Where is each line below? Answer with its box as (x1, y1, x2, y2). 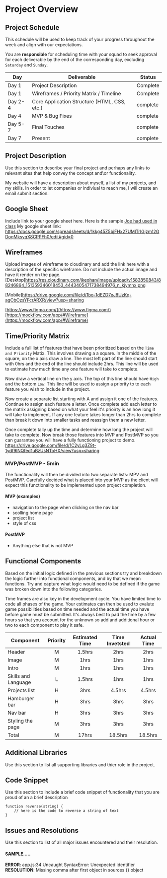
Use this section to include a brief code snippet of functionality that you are (5, 789, 160, 795)
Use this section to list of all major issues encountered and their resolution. (5, 839, 158, 845)
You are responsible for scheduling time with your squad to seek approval (5, 51, 158, 57)
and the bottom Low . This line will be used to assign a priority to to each (5, 381, 151, 387)
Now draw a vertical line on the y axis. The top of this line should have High (5, 376, 159, 382)
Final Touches (32, 124, 65, 130)
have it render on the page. (5, 272, 61, 278)
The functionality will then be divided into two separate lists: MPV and (5, 471, 148, 477)
